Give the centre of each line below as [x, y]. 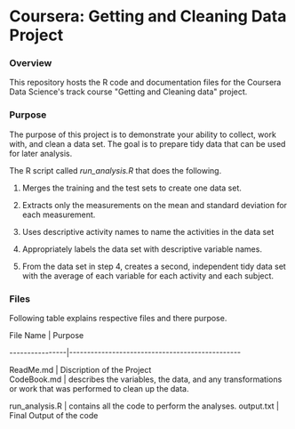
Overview [31, 63]
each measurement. [59, 214]
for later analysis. [41, 153]
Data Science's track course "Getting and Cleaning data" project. [128, 92]
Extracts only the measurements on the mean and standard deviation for [154, 205]
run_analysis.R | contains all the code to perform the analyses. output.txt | [144, 406]
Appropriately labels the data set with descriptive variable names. [142, 249]
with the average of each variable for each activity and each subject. [147, 275]
